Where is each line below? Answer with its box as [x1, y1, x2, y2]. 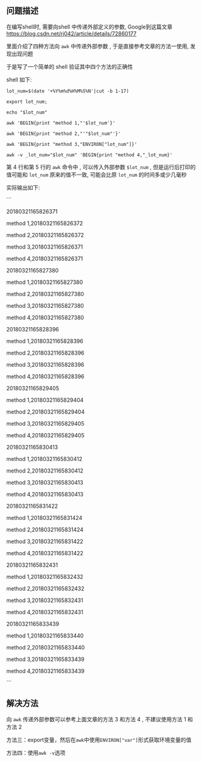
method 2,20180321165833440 [6, 643, 85, 651]
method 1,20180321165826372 [6, 220, 83, 227]
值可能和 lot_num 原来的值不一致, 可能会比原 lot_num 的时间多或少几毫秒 [6, 171, 187, 178]
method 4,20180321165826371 [6, 255, 83, 262]
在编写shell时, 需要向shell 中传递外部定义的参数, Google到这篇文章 [6, 23, 173, 30]
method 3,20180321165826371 [6, 243, 83, 251]
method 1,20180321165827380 [6, 279, 83, 286]
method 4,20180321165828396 [6, 373, 85, 380]
